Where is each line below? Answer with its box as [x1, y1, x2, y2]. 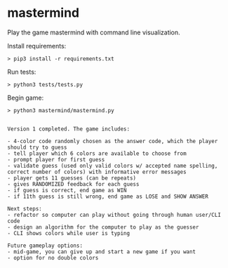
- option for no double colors [7, 254, 99, 261]
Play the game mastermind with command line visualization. [7, 28, 180, 36]
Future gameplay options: [7, 242, 83, 249]
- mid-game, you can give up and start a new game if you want [7, 248, 196, 255]
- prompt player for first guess [7, 156, 105, 163]
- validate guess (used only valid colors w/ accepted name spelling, [7, 162, 218, 169]
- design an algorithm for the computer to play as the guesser [7, 223, 199, 231]
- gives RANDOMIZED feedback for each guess [7, 180, 140, 187]
